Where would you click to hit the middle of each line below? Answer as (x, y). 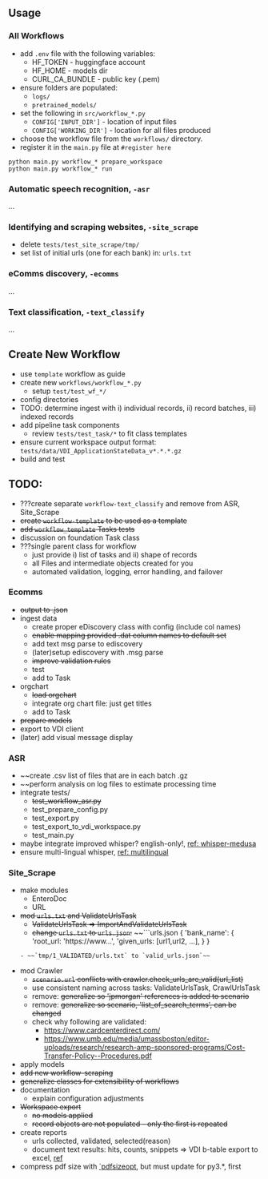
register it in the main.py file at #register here (96, 147)
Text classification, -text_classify (77, 312)
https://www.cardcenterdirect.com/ (102, 1030)
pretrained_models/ (64, 105)
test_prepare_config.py (70, 810)
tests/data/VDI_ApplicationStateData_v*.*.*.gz (100, 451)
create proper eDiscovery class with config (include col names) (136, 626)
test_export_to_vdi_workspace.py (86, 827)
